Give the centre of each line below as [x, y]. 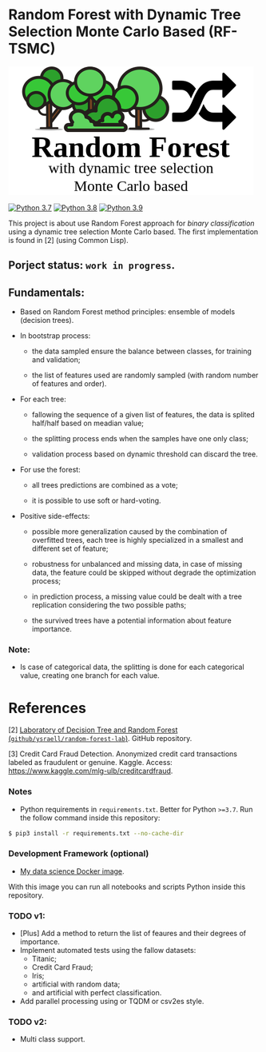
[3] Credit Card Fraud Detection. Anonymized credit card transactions [123, 754]
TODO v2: [28, 1022]
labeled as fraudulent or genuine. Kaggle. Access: [91, 763]
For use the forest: [50, 470]
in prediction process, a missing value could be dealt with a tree [137, 596]
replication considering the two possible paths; [109, 605]
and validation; [56, 360]
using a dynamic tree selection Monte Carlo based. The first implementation [133, 231]
